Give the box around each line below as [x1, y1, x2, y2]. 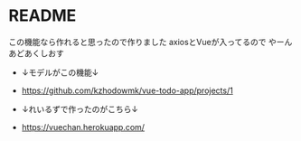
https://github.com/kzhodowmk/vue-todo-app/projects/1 [21, 85, 234, 96]
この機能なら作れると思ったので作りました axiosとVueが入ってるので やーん [8, 36, 293, 47]
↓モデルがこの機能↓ [21, 67, 99, 78]
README [8, 5, 77, 26]
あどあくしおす [8, 47, 64, 59]
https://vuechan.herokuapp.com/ [21, 121, 146, 132]
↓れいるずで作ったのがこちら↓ [21, 103, 139, 114]
